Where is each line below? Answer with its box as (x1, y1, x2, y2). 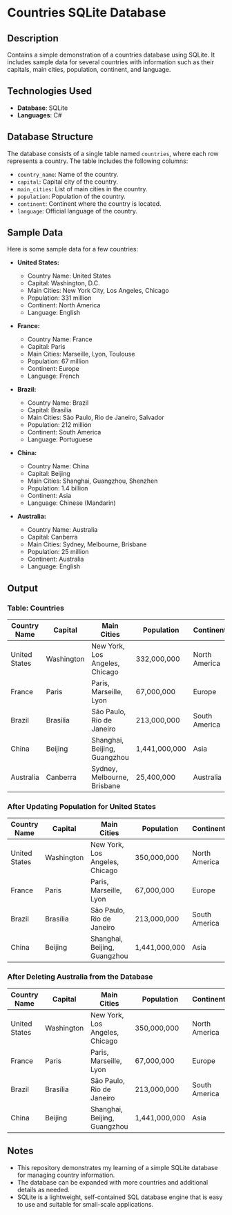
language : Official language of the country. (17, 207, 138, 215)
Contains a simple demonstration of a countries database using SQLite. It (7, 50, 215, 59)
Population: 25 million (27, 548, 89, 556)
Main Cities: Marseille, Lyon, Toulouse (27, 350, 135, 358)
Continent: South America (27, 428, 101, 437)
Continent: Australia (27, 555, 84, 564)
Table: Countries (7, 603, 64, 613)
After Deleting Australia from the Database (7, 972, 153, 982)
